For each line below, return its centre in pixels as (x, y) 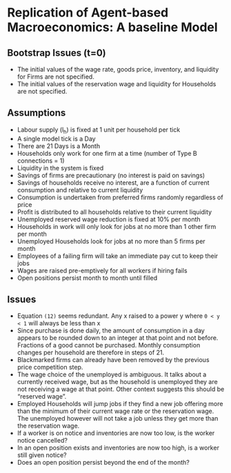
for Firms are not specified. (56, 77)
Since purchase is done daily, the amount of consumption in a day (111, 331)
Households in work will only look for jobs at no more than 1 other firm (117, 226)
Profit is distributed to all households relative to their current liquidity (114, 212)
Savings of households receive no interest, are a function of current (113, 182)
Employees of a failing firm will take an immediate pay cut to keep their (118, 256)
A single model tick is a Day (56, 139)
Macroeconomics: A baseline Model (113, 27)
